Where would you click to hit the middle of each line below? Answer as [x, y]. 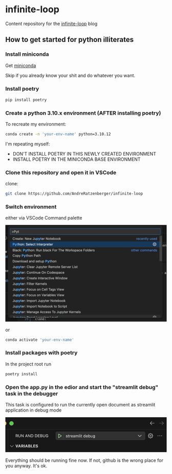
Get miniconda [21, 66]
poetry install [21, 374]
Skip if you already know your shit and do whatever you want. [70, 75]
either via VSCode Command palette [44, 218]
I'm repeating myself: [28, 144]
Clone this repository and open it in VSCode [61, 173]
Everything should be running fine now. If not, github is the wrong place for [84, 460]
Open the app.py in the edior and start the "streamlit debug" [82, 387]
